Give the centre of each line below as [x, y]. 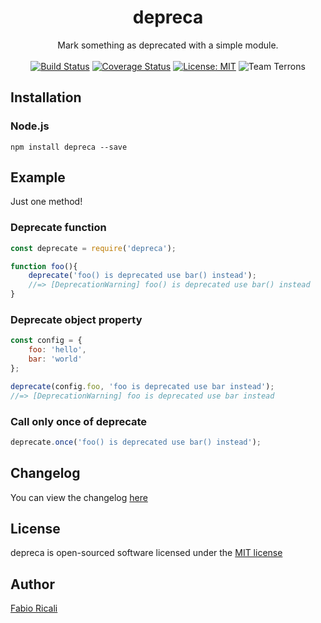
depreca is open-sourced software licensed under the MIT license [146, 553]
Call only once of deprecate [78, 421]
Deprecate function [58, 228]
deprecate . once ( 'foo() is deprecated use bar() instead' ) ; [136, 442]
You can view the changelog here [79, 497]
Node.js [30, 126]
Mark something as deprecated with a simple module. [168, 45]
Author [32, 584]
